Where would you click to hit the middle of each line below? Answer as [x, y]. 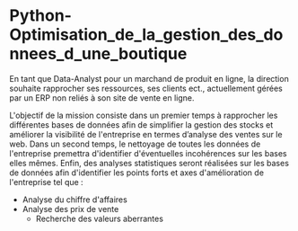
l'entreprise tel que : [46, 182]
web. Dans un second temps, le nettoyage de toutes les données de [135, 144]
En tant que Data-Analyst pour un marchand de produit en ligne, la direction [149, 78]
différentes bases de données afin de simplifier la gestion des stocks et [141, 124]
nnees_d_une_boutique [98, 54]
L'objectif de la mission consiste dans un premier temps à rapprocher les [144, 115]
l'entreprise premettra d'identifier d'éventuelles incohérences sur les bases [148, 153]
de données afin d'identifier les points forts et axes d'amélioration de [137, 173]
